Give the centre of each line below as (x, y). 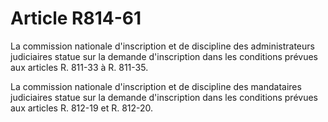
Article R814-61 (76, 18)
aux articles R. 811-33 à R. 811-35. (79, 67)
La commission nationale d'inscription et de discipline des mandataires (156, 86)
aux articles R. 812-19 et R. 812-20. (82, 108)
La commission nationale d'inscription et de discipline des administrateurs (162, 46)
